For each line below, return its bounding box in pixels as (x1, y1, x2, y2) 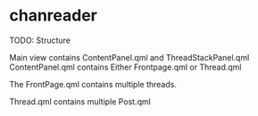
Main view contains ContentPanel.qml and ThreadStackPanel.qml (9, 52, 250, 62)
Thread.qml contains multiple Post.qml (9, 95, 152, 107)
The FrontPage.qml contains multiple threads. (9, 79, 177, 89)
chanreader (9, 5, 98, 26)
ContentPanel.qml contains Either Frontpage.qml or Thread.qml (9, 62, 242, 72)
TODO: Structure (9, 35, 71, 46)
